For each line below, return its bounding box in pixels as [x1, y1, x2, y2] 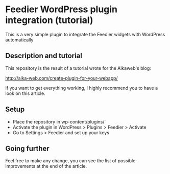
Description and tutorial [5, 52, 83, 60]
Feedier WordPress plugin [5, 4, 118, 15]
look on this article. [5, 90, 45, 96]
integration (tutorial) [5, 14, 93, 26]
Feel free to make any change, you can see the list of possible [5, 158, 136, 164]
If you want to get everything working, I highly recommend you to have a [5, 85, 158, 91]
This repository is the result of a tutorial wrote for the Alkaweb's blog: [5, 65, 152, 71]
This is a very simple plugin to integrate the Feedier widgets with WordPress [5, 31, 165, 37]
